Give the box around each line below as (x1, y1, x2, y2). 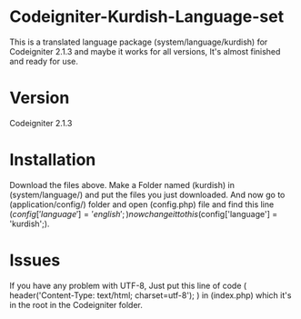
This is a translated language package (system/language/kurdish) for (9, 36, 268, 47)
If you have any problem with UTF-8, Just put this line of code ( (9, 280, 247, 291)
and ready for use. (9, 55, 79, 66)
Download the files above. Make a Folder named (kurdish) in (9, 179, 235, 190)
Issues (9, 250, 61, 270)
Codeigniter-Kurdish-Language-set (9, 6, 285, 27)
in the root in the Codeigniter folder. (9, 299, 143, 310)
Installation (9, 150, 96, 170)
